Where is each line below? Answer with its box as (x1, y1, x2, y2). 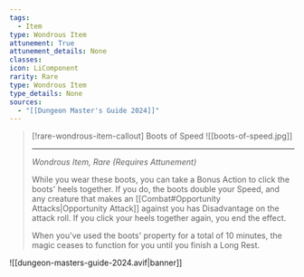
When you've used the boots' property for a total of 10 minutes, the (31, 230, 282, 241)
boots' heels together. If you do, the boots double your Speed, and (31, 184, 280, 195)
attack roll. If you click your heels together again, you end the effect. (31, 213, 287, 224)
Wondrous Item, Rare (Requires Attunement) (31, 157, 197, 167)
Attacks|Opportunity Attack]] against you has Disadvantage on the (31, 203, 280, 214)
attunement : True (9, 38, 75, 48)
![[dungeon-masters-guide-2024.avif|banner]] (9, 257, 183, 268)
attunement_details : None (9, 47, 107, 56)
